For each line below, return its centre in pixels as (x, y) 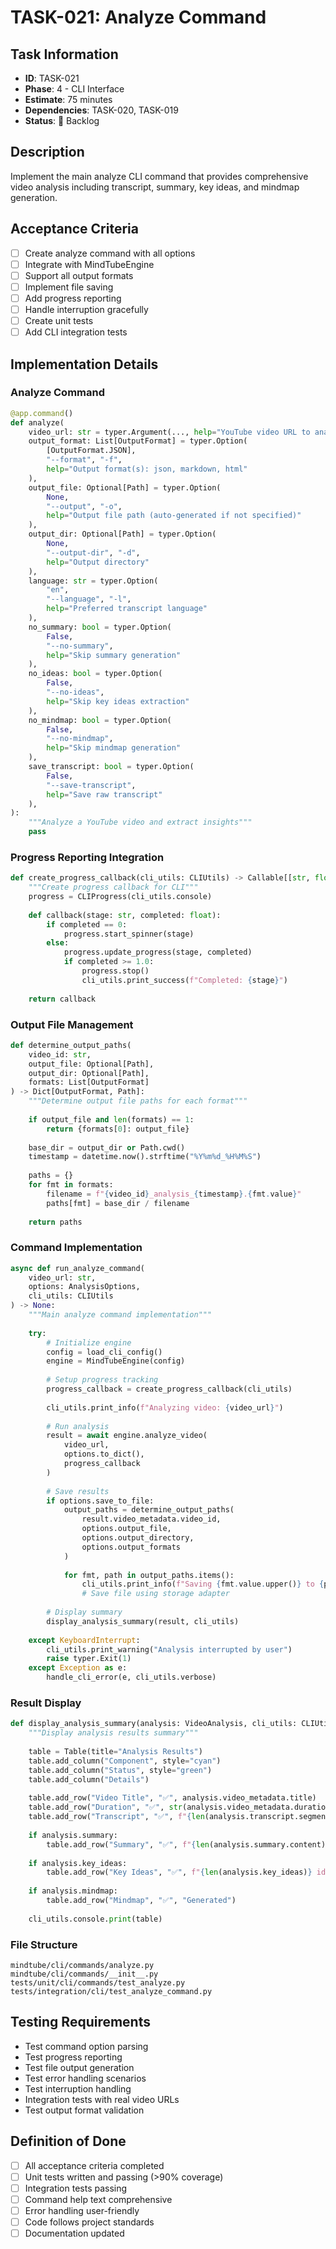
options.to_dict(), (104, 1454)
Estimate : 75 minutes (68, 99)
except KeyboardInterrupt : (84, 1640)
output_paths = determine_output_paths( (149, 1510)
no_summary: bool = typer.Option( (100, 627)
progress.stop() (115, 971)
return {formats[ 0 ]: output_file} (118, 1129)
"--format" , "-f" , (84, 460)
